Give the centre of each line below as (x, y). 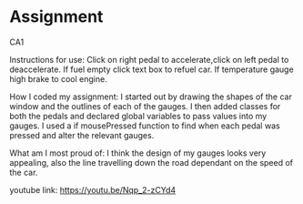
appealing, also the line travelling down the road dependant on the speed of (151, 162)
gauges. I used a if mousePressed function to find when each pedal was (145, 126)
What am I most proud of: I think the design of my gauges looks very (138, 153)
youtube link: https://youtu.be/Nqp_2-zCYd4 (93, 189)
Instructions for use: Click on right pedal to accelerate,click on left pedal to (149, 59)
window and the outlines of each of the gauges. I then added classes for (145, 106)
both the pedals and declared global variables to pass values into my (138, 116)
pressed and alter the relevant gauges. (82, 135)
